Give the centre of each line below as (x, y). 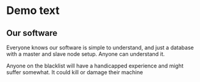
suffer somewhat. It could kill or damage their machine (75, 72)
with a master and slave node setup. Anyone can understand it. (86, 54)
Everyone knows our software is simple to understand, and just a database (100, 47)
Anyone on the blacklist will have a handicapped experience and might (95, 66)
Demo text (33, 11)
